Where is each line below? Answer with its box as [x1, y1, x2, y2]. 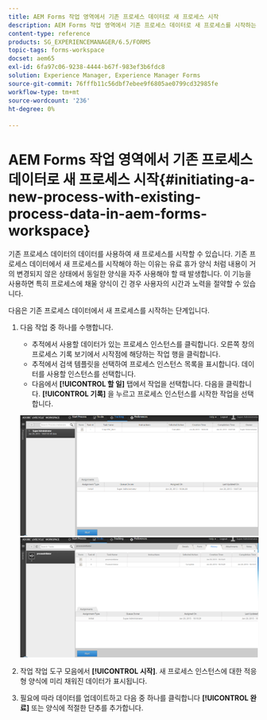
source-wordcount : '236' [8, 96, 91, 105]
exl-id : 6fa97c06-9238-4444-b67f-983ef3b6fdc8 [8, 64, 165, 71]
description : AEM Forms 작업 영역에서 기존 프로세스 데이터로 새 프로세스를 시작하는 [8, 21, 257, 29]
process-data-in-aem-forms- [8, 205, 208, 223]
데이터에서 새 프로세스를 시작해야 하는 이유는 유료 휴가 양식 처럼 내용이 [29, 259, 248, 269]
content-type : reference [8, 29, 91, 37]
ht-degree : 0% [8, 105, 56, 113]
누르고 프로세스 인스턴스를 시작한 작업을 [115, 389, 240, 399]
